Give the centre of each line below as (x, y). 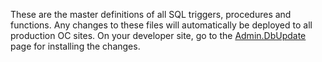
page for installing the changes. (75, 46)
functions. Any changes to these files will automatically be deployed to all (161, 25)
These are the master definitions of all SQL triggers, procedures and (151, 14)
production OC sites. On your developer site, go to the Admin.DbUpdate (158, 35)
